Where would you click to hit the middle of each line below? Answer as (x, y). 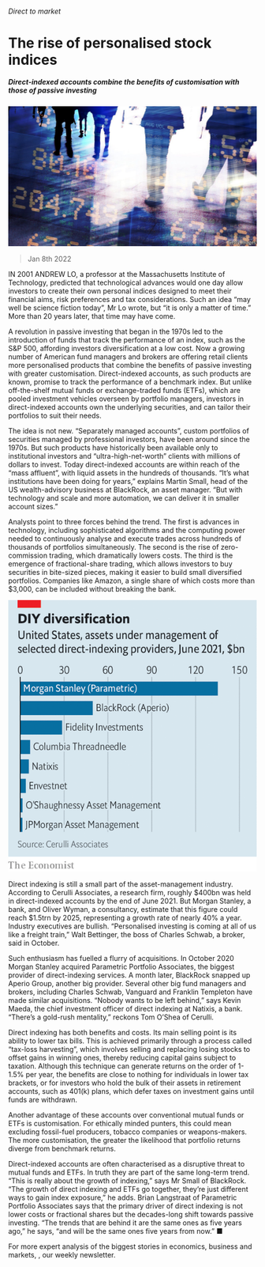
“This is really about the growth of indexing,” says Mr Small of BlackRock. (127, 1181)
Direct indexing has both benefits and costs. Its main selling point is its (123, 1033)
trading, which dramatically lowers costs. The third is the (141, 556)
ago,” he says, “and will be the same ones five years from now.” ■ (116, 1231)
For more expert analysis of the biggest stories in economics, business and (130, 1246)
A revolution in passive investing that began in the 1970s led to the (116, 331)
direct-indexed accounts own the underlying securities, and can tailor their (129, 407)
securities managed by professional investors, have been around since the (129, 440)
